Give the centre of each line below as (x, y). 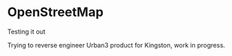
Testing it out (27, 31)
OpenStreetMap (56, 12)
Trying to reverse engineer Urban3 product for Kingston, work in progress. (116, 45)
